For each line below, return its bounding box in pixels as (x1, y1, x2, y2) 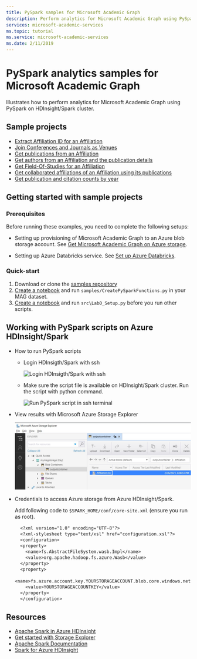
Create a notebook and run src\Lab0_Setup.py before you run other (14, 299, 177, 306)
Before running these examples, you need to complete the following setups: (6, 223, 189, 230)
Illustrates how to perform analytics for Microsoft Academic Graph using (6, 98, 181, 105)
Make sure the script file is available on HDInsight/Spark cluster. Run (23, 382, 189, 389)
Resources (6, 612, 46, 622)
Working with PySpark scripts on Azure (6, 323, 154, 333)
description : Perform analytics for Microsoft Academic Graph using (6, 15, 177, 22)
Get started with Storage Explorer (14, 634, 96, 641)
